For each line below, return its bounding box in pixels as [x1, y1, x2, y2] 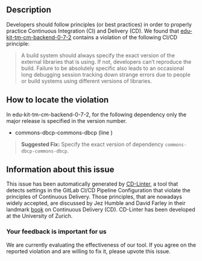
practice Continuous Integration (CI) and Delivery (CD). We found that [6, 27, 180, 34]
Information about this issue [6, 165, 115, 175]
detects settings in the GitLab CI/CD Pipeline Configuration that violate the [6, 187, 191, 194]
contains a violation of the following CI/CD [72, 33, 178, 41]
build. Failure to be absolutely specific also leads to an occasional [21, 64, 185, 72]
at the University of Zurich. [6, 212, 73, 219]
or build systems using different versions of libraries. [21, 77, 152, 84]
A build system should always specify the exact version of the [21, 51, 175, 59]
